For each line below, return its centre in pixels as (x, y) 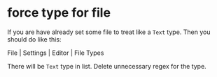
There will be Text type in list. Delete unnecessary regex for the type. (107, 66)
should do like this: (34, 39)
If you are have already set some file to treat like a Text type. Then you (109, 32)
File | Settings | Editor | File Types (56, 53)
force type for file (59, 13)
